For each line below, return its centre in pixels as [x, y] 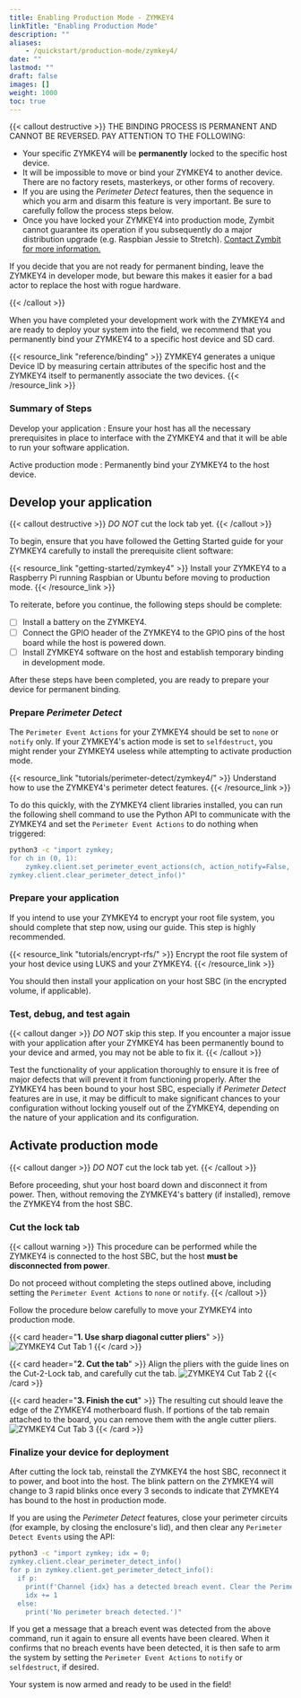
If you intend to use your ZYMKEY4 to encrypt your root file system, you [142, 918]
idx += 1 [42, 1595]
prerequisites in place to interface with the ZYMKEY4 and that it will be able [148, 437]
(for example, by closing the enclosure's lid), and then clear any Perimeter [146, 1527]
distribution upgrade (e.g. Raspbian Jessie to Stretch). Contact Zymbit [151, 240]
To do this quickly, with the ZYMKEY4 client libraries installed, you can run [146, 805]
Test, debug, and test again [70, 1014]
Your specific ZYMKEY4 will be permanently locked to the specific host [155, 154]
